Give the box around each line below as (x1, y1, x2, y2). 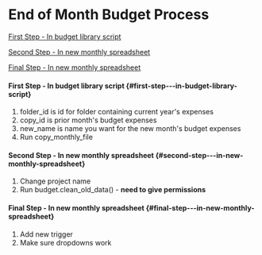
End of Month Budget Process (8, 6, 210, 24)
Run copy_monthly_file (19, 133, 94, 142)
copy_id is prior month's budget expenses (19, 115, 157, 125)
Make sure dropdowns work (19, 238, 112, 247)
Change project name (19, 176, 91, 186)
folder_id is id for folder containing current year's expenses (19, 107, 214, 117)
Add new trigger (19, 229, 74, 239)
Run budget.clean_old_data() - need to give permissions (19, 185, 206, 195)
